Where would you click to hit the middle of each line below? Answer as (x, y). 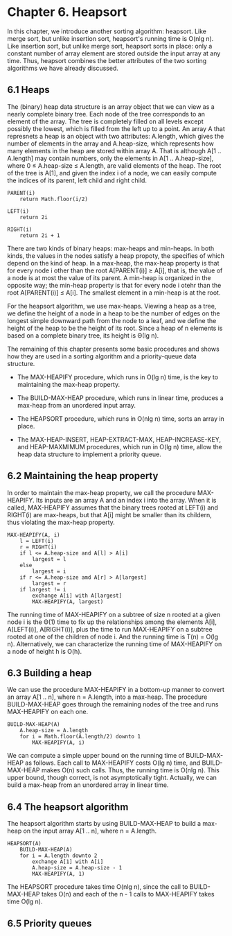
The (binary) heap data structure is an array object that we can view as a (111, 106)
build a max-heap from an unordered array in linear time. (88, 785)
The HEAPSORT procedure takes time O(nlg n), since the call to (98, 887)
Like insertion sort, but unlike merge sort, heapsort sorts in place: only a (110, 46)
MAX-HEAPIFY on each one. (48, 712)
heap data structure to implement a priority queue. (89, 454)
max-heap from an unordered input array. (77, 405)
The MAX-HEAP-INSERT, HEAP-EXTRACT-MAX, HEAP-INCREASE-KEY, (119, 439)
